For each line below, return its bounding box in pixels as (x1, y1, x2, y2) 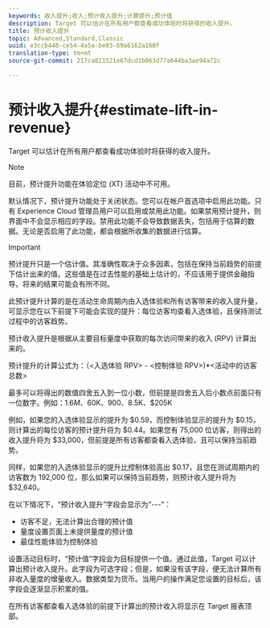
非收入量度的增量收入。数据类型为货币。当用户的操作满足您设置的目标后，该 (8, 573, 262, 584)
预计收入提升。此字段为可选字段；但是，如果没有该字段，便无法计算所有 (22, 564, 262, 573)
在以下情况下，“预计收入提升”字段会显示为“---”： (8, 499, 171, 509)
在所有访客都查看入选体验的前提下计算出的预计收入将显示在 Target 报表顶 (8, 601, 252, 610)
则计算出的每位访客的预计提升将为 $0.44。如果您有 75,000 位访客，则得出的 (8, 424, 262, 435)
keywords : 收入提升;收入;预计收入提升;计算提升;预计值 (8, 11, 173, 20)
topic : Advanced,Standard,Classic (8, 34, 125, 43)
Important (8, 242, 41, 252)
